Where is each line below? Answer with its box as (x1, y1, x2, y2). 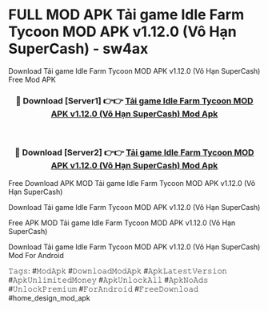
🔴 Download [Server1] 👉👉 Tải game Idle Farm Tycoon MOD (15, 95, 254, 106)
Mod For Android (8, 250, 64, 260)
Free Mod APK (8, 75, 56, 84)
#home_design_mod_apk (8, 293, 90, 302)
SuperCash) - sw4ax (8, 40, 149, 58)
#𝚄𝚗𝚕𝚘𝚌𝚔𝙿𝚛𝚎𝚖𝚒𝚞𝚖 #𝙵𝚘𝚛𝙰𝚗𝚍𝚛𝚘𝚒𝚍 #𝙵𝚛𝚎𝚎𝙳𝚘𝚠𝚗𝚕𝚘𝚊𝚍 (8, 284, 198, 293)
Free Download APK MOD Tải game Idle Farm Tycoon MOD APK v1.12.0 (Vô (8, 178, 256, 188)
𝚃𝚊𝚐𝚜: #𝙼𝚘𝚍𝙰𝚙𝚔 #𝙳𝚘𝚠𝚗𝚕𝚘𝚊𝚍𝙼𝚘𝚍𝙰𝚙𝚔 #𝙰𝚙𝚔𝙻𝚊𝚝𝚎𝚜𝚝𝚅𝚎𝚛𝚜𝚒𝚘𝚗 (8, 266, 228, 276)
